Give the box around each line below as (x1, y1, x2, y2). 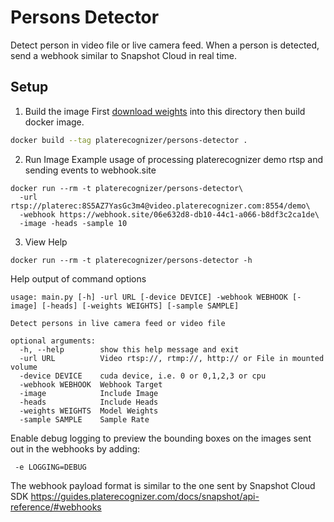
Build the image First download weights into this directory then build (24, 105, 306, 117)
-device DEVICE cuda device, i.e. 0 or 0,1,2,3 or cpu (19, 371, 267, 381)
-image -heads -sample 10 (19, 218, 128, 228)
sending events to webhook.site (24, 164, 157, 176)
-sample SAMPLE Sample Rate (19, 414, 150, 425)
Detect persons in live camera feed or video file (10, 318, 226, 328)
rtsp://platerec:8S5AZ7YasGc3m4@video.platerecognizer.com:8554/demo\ (10, 201, 311, 211)
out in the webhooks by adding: (10, 442, 141, 455)
